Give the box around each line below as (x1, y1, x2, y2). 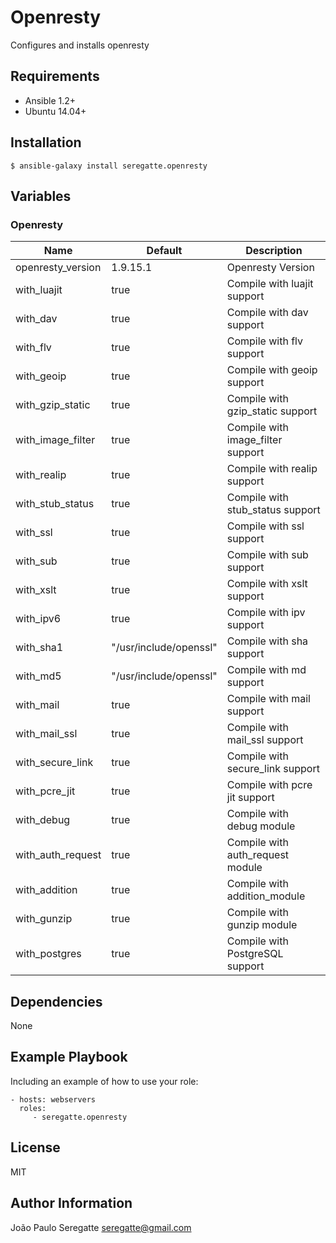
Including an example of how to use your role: (10, 1075, 199, 1087)
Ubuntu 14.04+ (24, 105, 87, 117)
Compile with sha (226, 634, 309, 648)
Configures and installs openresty (10, 39, 150, 51)
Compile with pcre (226, 778, 313, 792)
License (10, 1139, 61, 1156)
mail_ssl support (226, 733, 304, 747)
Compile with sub (226, 548, 309, 562)
